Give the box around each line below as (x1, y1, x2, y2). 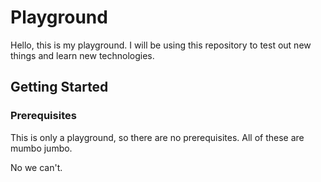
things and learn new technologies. (10, 49, 155, 61)
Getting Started (10, 79, 109, 96)
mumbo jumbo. (10, 142, 73, 154)
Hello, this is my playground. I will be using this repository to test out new (10, 39, 312, 51)
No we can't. (10, 161, 63, 173)
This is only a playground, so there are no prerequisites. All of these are (10, 131, 305, 143)
